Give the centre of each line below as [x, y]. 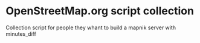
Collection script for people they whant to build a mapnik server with [91, 27]
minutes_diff [21, 33]
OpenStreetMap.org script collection [100, 11]
